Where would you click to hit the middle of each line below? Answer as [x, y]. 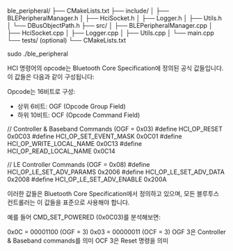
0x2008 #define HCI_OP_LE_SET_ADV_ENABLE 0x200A [87, 179]
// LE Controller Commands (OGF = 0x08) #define [79, 164]
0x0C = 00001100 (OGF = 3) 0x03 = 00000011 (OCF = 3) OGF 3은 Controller [116, 232]
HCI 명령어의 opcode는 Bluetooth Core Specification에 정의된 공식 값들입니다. [115, 68]
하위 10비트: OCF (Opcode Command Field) [79, 115]
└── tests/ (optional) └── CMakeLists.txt [67, 40]
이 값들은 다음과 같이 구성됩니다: [51, 77]
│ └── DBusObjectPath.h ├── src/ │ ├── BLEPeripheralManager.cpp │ [110, 25]
